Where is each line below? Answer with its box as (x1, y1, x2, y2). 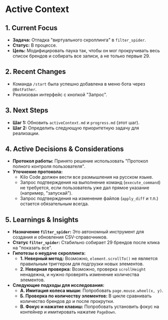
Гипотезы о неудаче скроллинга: (12, 250, 86, 256)
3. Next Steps (5, 106, 49, 115)
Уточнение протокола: (12, 169, 63, 175)
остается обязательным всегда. (20, 201, 89, 207)
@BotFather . (12, 86, 37, 92)
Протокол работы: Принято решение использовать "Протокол (12, 158, 148, 164)
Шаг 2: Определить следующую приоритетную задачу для (12, 125, 139, 131)
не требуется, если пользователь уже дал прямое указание (20, 185, 149, 191)
